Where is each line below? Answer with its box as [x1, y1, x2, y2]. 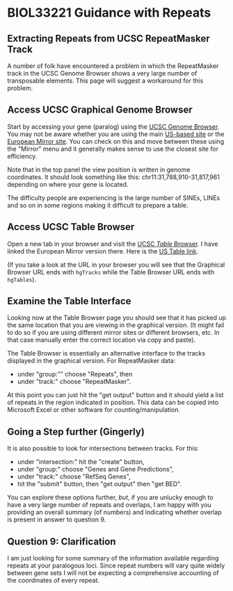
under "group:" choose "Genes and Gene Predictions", [17, 465, 174, 474]
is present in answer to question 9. [7, 515, 106, 524]
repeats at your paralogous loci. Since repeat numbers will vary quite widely [7, 561, 225, 570]
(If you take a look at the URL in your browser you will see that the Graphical [7, 260, 225, 269]
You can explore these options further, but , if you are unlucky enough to [7, 493, 214, 501]
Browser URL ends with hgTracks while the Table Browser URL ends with [7, 267, 215, 276]
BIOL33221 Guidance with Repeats [7, 5, 211, 21]
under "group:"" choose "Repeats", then [17, 370, 133, 378]
